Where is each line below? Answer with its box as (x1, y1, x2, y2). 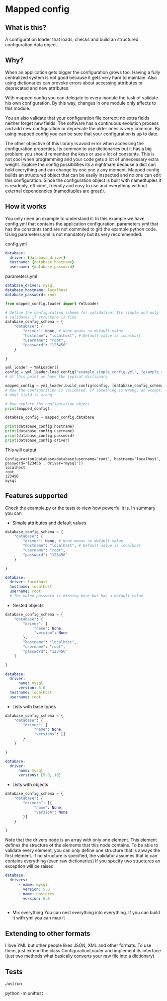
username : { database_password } (9, 264, 75, 269)
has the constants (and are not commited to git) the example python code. (5, 226, 158, 232)
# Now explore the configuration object (5, 401, 90, 406)
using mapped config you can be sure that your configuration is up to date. (5, 131, 159, 137)
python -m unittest (5, 990, 43, 997)
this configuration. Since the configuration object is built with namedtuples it (5, 177, 162, 183)
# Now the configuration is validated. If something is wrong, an (5, 387, 146, 393)
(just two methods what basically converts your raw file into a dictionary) (5, 953, 155, 959)
